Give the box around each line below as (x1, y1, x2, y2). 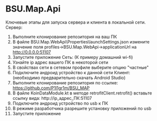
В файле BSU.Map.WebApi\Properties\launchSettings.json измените (12, 39, 150, 44)
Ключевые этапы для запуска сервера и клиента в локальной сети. (5, 19, 146, 25)
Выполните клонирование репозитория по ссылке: (12, 80, 118, 85)
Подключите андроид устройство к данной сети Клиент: (12, 69, 130, 75)
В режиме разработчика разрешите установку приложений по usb (12, 105, 152, 111)
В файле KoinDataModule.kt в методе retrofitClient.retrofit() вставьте (12, 90, 152, 96)
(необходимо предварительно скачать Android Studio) (12, 75, 126, 81)
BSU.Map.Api (5, 3, 61, 14)
